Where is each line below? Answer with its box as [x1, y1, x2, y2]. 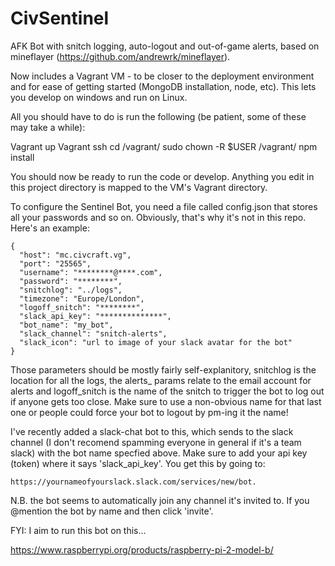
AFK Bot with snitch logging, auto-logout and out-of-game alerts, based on [10, 40, 320, 52]
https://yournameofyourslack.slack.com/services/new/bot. [10, 477, 257, 487]
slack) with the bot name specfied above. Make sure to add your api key [10, 447, 308, 459]
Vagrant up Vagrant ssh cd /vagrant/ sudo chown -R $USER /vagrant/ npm [10, 140, 318, 152]
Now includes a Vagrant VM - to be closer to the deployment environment [10, 70, 315, 82]
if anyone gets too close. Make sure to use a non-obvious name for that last [10, 395, 322, 407]
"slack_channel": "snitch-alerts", [19, 328, 168, 339]
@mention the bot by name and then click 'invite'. [10, 505, 214, 517]
